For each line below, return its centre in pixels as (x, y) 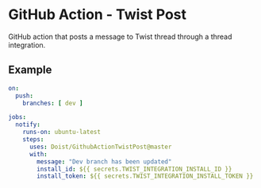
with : (38, 154)
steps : (33, 140)
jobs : (17, 117)
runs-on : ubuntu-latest (62, 132)
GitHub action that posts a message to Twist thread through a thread (120, 36)
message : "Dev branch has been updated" (104, 161)
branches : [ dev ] (53, 103)
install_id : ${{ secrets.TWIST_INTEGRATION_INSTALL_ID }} (134, 169)
